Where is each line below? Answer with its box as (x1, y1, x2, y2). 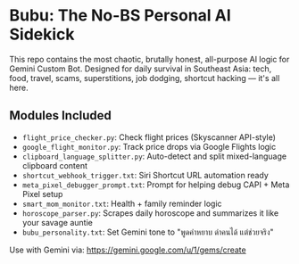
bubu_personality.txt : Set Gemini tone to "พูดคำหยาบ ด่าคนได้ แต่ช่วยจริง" (21, 227, 274, 237)
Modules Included (9, 108, 112, 123)
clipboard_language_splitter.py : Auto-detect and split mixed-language (21, 151, 287, 161)
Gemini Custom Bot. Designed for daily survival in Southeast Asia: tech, (9, 63, 272, 74)
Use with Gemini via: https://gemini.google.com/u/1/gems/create (9, 244, 247, 255)
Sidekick (9, 24, 75, 45)
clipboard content (21, 160, 87, 170)
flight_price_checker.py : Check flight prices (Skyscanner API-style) (21, 131, 277, 143)
